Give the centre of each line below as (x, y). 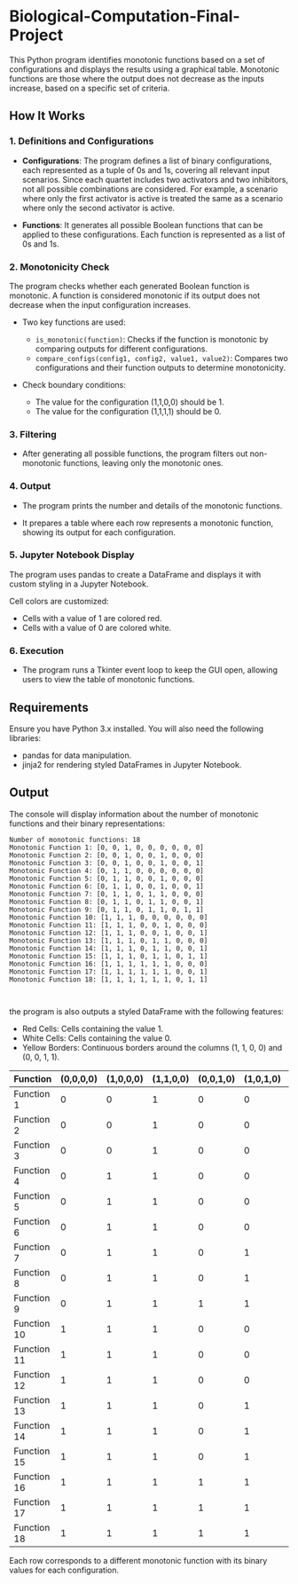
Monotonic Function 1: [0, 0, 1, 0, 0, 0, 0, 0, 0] (106, 847)
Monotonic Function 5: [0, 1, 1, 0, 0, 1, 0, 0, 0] (106, 879)
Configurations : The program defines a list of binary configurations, (147, 161)
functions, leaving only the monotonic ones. (143, 463)
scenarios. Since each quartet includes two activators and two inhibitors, (155, 179)
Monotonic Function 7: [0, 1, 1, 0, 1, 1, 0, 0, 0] (106, 894)
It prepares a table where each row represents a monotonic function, (148, 523)
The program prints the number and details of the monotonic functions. (152, 505)
